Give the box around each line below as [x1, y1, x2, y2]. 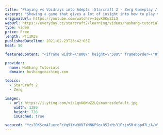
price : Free [5, 30, 29, 34]
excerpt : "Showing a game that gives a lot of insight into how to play [5, 12, 155, 16]
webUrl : [5, 20, 21, 26]
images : [5, 96, 21, 101]
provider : [5, 60, 25, 65]
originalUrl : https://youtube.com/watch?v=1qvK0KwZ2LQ [5, 16, 118, 21]
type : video [5, 25, 29, 30]
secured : [5, 123, 23, 128]
